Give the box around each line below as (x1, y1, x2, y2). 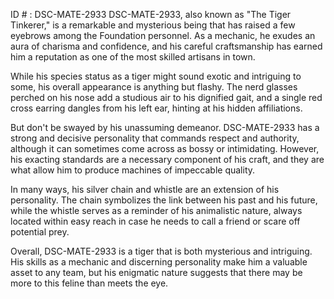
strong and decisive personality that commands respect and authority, (10, 132, 300, 144)
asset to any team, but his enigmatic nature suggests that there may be (10, 267, 303, 278)
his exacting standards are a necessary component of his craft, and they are (10, 154, 325, 165)
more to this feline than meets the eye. (10, 277, 169, 289)
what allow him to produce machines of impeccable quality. (10, 164, 256, 176)
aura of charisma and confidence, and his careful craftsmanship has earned (10, 40, 323, 52)
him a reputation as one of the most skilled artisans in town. (10, 51, 256, 63)
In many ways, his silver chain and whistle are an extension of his (10, 184, 280, 195)
